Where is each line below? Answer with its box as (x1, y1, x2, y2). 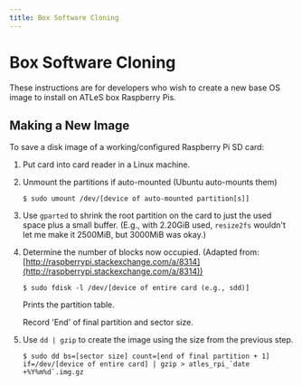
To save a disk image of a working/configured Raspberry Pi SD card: (9, 142, 265, 153)
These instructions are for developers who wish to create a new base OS (9, 82, 280, 93)
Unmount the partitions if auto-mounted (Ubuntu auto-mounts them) (22, 177, 278, 188)
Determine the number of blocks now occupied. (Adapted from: (22, 247, 260, 258)
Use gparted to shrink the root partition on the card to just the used (22, 210, 272, 221)
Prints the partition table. (22, 299, 115, 310)
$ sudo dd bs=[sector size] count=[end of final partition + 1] (22, 352, 270, 362)
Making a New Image (9, 118, 130, 133)
